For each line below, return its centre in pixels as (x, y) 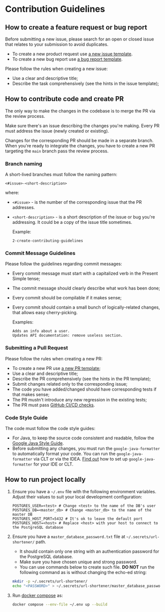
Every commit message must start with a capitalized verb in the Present (85, 273)
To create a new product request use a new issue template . (72, 54)
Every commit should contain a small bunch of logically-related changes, (86, 307)
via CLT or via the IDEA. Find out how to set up (81, 459)
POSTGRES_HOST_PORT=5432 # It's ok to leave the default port (77, 519)
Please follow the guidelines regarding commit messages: (64, 264)
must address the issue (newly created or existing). (57, 131)
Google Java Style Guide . (38, 443)
